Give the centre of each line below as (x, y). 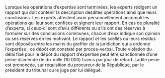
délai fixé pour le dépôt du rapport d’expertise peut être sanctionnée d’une (81, 54)
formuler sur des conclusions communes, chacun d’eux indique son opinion (83, 33)
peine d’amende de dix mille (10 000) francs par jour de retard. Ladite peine (82, 59)
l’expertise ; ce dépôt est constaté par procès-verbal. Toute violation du (79, 49)
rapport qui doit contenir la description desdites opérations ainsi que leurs (81, 12)
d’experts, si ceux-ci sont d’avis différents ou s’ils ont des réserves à (75, 28)
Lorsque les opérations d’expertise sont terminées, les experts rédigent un (81, 7)
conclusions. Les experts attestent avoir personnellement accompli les (77, 18)
